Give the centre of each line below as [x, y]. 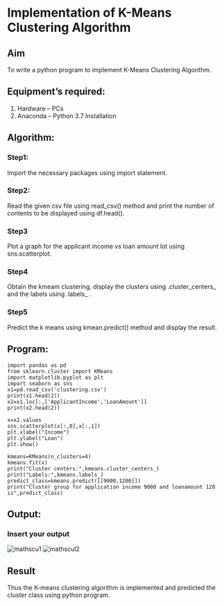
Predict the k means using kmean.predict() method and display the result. [112, 327]
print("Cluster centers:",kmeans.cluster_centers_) [83, 468]
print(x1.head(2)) [34, 395]
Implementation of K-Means [89, 13]
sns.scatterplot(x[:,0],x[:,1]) [54, 426]
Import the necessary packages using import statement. [87, 172]
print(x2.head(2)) [34, 408]
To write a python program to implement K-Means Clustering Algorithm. [109, 70]
